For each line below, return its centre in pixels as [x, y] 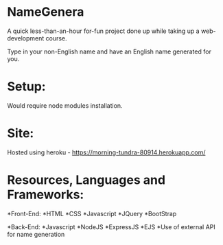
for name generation [36, 234]
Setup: [26, 87]
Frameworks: [46, 195]
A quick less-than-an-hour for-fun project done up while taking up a [104, 31]
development [26, 38]
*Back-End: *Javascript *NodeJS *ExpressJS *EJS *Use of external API [111, 226]
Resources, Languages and [86, 180]
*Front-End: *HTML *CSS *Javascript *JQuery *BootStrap [92, 213]
